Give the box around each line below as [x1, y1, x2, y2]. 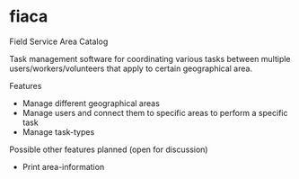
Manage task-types [22, 126, 95, 137]
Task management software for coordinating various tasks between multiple [9, 53, 291, 64]
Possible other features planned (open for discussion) [9, 144, 208, 155]
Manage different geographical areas [22, 97, 160, 109]
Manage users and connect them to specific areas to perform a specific [22, 107, 288, 118]
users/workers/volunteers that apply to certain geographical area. [9, 63, 253, 74]
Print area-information [22, 161, 105, 172]
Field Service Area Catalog [9, 36, 109, 47]
